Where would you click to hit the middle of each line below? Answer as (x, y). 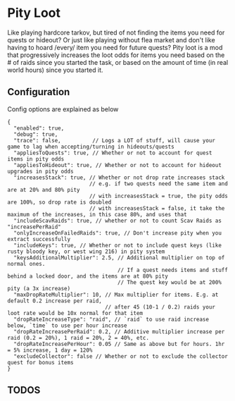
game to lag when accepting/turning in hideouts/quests (91, 147)
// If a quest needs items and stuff (173, 270)
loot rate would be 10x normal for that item (75, 313)
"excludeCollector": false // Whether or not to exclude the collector (121, 356)
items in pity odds (36, 159)
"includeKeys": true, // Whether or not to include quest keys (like (118, 245)
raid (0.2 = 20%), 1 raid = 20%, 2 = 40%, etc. (78, 338)
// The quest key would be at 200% (169, 282)
